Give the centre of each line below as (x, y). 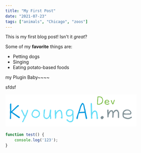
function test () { (25, 135)
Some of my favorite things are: (39, 47)
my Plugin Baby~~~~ (28, 77)
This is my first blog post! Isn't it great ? (46, 37)
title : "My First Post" (31, 11)
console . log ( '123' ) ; (36, 140)
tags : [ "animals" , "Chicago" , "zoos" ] (46, 21)
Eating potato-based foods (41, 68)
